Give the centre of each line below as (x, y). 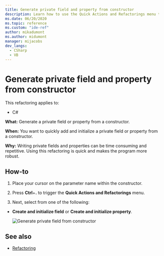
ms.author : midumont (26, 37)
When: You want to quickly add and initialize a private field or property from (82, 131)
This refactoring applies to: (32, 103)
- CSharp (18, 50)
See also (18, 236)
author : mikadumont (25, 32)
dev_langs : (16, 46)
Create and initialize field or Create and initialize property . (72, 212)
